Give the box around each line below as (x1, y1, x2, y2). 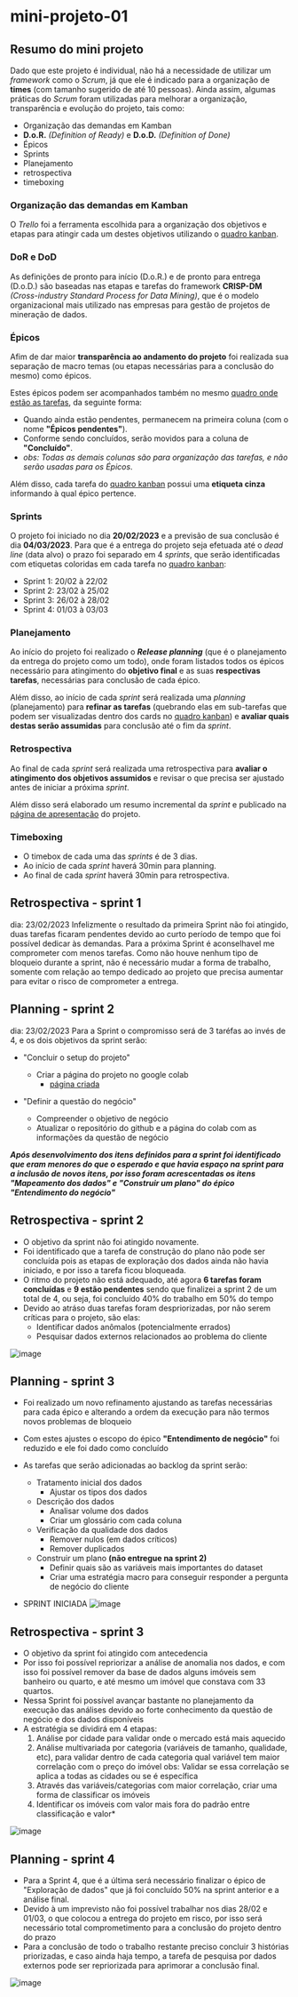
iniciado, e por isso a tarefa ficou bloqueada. (22, 1264, 187, 1275)
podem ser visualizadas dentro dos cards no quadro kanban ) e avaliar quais (10, 711, 290, 722)
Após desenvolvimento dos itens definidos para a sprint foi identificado (10, 1149, 282, 1159)
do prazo (22, 1931, 57, 1942)
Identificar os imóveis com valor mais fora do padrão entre (35, 1799, 251, 1810)
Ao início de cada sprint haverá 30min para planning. (22, 861, 216, 871)
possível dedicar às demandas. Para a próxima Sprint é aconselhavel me (10, 938, 275, 949)
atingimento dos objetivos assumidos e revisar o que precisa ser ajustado (10, 772, 285, 783)
